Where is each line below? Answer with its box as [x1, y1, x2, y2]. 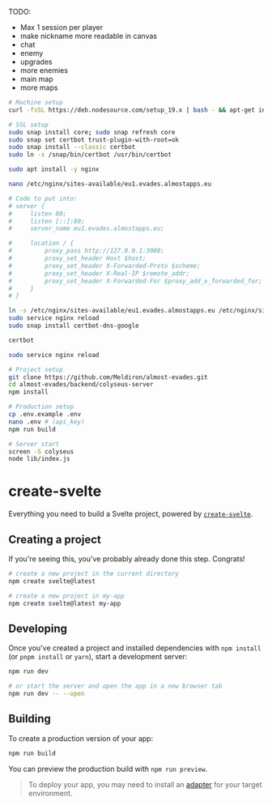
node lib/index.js [8, 455, 70, 463]
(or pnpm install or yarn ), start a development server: [8, 652, 188, 662]
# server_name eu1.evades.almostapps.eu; [8, 224, 164, 233]
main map [19, 75, 54, 83]
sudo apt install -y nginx [8, 165, 100, 173]
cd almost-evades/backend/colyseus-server [8, 381, 154, 389]
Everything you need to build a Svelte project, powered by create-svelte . [8, 509, 253, 519]
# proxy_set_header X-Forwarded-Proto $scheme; [8, 262, 201, 270]
